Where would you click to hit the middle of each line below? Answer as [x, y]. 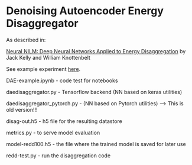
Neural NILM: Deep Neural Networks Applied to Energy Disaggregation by [96, 51]
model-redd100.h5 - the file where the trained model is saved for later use [96, 144]
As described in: [26, 40]
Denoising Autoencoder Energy [85, 11]
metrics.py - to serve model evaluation [53, 132]
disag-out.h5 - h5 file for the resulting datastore [64, 121]
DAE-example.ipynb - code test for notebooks [62, 80]
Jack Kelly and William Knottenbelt [48, 57]
